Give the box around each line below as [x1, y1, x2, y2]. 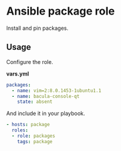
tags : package [17, 138, 53, 144]
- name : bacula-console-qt [11, 93, 80, 99]
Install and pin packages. [6, 24, 68, 32]
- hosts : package [6, 122, 50, 128]
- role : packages [11, 133, 56, 139]
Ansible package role [6, 4, 115, 18]
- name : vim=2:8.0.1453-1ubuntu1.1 [11, 87, 102, 94]
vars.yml [6, 70, 29, 77]
